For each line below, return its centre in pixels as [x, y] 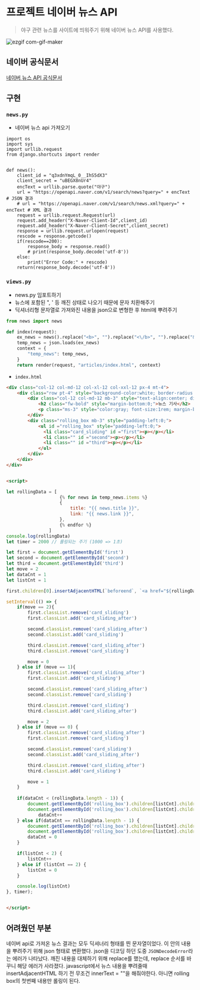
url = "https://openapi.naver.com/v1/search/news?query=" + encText [104, 192]
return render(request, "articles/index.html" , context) [89, 365]
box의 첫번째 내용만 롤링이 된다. [43, 980]
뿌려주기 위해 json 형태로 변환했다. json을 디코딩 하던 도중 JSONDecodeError [100, 951]
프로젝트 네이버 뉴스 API [62, 12]
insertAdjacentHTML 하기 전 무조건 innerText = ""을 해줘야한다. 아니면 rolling [98, 973]
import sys [20, 144]
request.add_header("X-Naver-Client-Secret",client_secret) [93, 226]
